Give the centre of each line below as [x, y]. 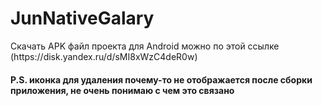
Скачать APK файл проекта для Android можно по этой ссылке [145, 46]
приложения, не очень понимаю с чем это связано [122, 90]
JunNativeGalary [82, 18]
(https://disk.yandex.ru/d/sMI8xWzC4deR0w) [104, 56]
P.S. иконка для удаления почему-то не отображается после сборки [161, 79]
